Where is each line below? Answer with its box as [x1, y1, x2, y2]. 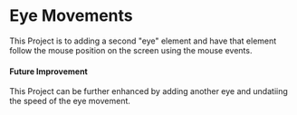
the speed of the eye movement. [9, 96, 131, 107]
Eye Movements [9, 5, 133, 26]
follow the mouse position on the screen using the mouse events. [9, 44, 253, 55]
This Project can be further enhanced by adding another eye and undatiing [9, 86, 288, 97]
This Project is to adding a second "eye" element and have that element [9, 35, 277, 46]
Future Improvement [9, 65, 88, 77]
